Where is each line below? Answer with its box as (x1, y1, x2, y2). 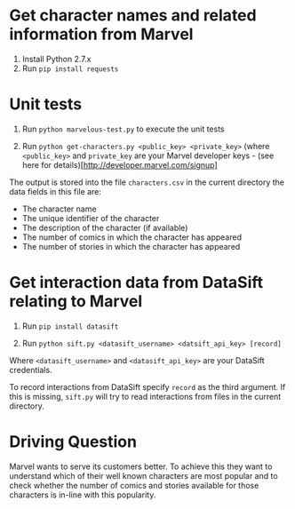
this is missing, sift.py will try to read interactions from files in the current (9, 391, 282, 402)
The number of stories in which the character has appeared (21, 241, 241, 251)
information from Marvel (9, 24, 194, 44)
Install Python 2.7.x (21, 53, 92, 64)
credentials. (9, 364, 52, 375)
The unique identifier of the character (21, 212, 160, 223)
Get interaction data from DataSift (9, 273, 264, 293)
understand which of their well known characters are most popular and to (9, 470, 278, 481)
